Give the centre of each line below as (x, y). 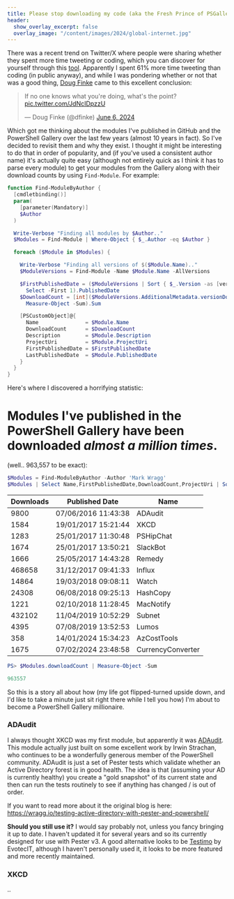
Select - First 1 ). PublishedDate (72, 291)
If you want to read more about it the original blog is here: (89, 805)
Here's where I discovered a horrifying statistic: (76, 388)
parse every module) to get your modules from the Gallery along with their (114, 168)
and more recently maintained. (51, 856)
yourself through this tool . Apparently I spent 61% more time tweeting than (114, 68)
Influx (146, 570)
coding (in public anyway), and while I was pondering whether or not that (112, 75)
